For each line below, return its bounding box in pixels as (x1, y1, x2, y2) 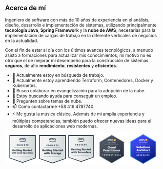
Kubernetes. (12, 83, 37, 88)
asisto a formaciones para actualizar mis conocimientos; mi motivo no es (5, 52, 151, 58)
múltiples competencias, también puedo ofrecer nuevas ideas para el (12, 118, 152, 124)
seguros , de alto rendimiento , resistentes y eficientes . (5, 63, 117, 68)
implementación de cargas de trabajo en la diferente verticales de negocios (5, 32, 157, 38)
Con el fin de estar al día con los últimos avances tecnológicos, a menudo (5, 47, 154, 53)
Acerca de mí (5, 4, 46, 12)
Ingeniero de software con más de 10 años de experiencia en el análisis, (5, 17, 150, 22)
